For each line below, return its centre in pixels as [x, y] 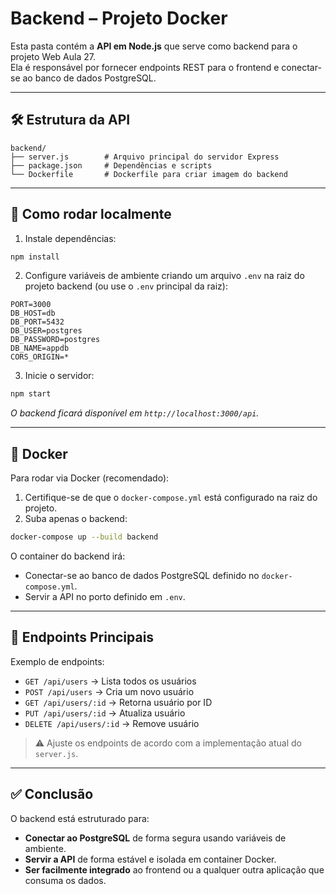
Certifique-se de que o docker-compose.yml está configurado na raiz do [171, 498]
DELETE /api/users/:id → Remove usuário [112, 723]
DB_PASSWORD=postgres [55, 340]
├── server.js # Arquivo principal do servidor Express [145, 157]
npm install [35, 257]
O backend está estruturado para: [80, 818]
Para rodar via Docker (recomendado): [90, 478]
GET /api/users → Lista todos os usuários [110, 681]
